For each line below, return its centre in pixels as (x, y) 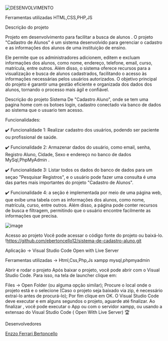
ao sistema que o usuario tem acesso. (44, 110)
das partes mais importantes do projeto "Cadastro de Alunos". (69, 182)
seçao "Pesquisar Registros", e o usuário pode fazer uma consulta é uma (81, 177)
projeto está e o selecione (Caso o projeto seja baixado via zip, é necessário (84, 290)
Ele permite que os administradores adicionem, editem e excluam (73, 57)
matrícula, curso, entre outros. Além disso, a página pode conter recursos (81, 205)
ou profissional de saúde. (31, 137)
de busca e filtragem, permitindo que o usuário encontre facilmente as (78, 211)
